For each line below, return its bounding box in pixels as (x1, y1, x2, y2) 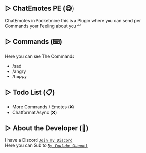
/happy (12, 73, 27, 79)
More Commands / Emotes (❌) (12, 104, 75, 110)
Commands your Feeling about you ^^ (5, 23, 82, 29)
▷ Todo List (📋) (5, 88, 55, 97)
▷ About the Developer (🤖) (5, 124, 89, 132)
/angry (12, 68, 26, 74)
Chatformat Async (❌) (12, 109, 57, 115)
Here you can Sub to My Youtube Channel (5, 142, 88, 148)
